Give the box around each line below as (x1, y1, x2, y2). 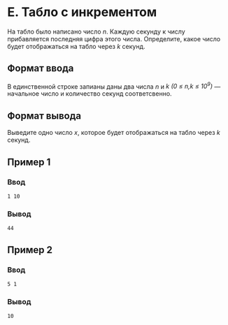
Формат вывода (7, 110, 82, 122)
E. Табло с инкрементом (7, 4, 157, 20)
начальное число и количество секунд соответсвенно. (7, 89, 173, 98)
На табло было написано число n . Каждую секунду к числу (7, 27, 185, 36)
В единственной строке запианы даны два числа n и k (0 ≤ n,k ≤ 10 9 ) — (7, 81, 221, 91)
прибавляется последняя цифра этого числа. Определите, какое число (7, 34, 221, 43)
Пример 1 (7, 156, 51, 168)
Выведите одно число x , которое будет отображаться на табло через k (7, 129, 220, 137)
